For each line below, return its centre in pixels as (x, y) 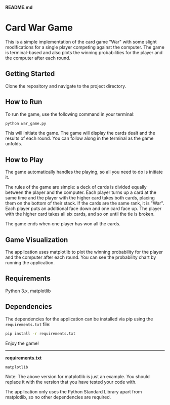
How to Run (24, 102)
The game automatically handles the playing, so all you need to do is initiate (84, 172)
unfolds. (14, 144)
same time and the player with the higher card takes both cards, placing (80, 198)
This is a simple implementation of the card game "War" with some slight (81, 42)
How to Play (25, 160)
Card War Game (39, 28)
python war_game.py (26, 124)
